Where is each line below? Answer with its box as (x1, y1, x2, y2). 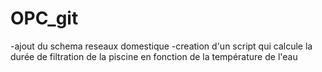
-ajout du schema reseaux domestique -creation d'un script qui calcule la (10, 40, 313, 52)
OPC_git (10, 7, 79, 30)
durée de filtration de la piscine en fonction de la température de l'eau (10, 50, 298, 62)
